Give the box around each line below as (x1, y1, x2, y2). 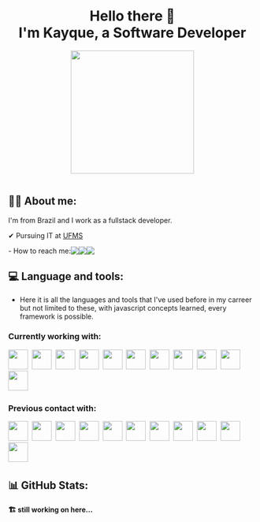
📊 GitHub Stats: (8, 479, 89, 492)
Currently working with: (8, 331, 102, 342)
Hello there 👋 (89, 7, 176, 25)
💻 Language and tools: (8, 270, 124, 283)
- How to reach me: (8, 246, 71, 255)
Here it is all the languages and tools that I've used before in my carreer (19, 295, 252, 304)
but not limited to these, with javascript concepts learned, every (19, 303, 227, 312)
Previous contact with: (8, 402, 97, 413)
